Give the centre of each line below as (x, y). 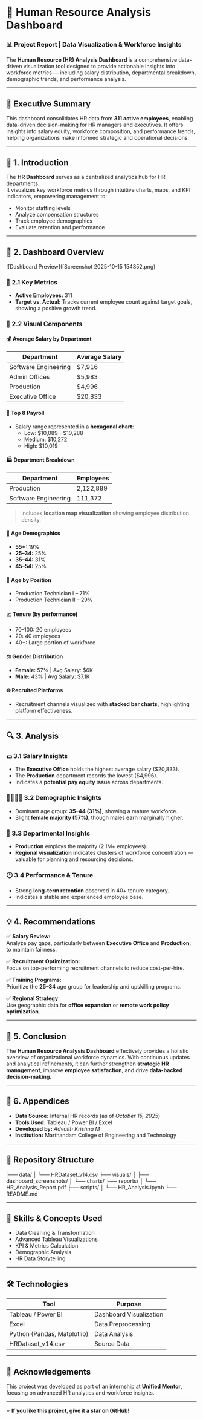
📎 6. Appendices (38, 1101)
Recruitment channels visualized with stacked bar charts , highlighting (102, 704)
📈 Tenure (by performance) (42, 614)
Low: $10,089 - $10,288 (53, 433)
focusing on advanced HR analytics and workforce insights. (80, 1393)
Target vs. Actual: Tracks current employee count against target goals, (104, 302)
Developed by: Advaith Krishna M (57, 1128)
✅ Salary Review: (28, 937)
